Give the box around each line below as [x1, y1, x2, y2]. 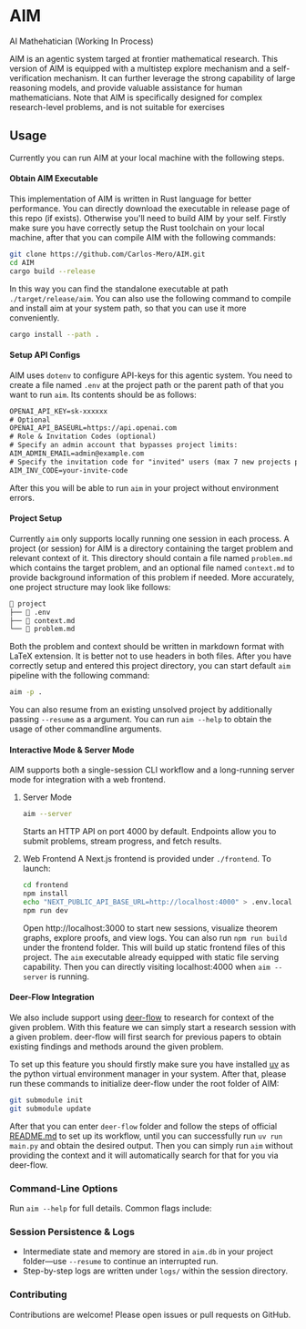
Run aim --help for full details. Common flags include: [9, 1203, 212, 1214]
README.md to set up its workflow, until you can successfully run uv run [9, 1130, 283, 1141]
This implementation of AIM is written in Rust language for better [9, 193, 252, 204]
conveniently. [9, 312, 60, 323]
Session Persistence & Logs [9, 1225, 135, 1238]
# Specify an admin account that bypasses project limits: [9, 441, 239, 450]
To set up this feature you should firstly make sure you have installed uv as [9, 1058, 290, 1070]
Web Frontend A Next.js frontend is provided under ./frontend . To [22, 854, 271, 864]
